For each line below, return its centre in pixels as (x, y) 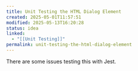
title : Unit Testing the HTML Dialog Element (64, 12)
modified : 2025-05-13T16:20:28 (45, 22)
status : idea (22, 28)
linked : (16, 34)
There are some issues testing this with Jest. (61, 61)
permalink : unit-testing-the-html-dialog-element (69, 45)
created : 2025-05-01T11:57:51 (44, 17)
